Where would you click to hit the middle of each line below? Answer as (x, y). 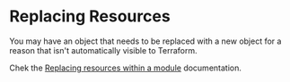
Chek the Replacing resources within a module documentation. (126, 68)
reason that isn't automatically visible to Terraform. (103, 50)
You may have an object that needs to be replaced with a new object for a (145, 41)
